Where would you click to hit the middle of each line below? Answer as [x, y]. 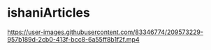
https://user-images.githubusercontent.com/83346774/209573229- [105, 32]
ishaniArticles [49, 13]
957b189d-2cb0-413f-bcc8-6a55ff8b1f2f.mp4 [73, 39]
